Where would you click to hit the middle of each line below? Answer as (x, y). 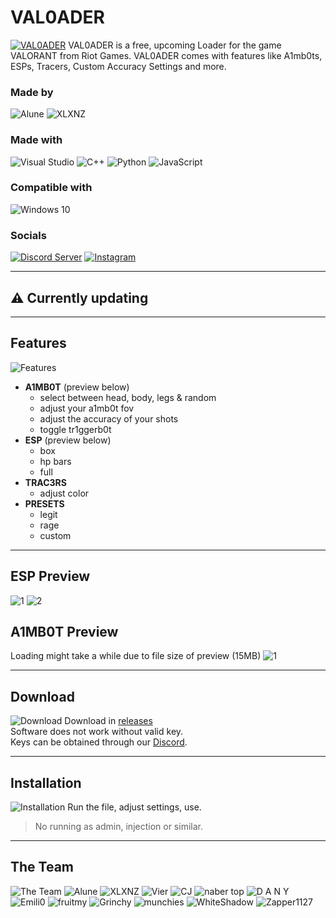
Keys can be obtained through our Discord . (99, 742)
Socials (28, 235)
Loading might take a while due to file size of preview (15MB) (136, 656)
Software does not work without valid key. (97, 732)
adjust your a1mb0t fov (87, 408)
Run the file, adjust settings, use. (134, 807)
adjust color (64, 493)
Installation (46, 782)
